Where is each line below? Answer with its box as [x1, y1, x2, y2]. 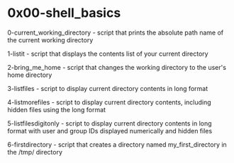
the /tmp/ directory [7, 147, 62, 156]
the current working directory [7, 35, 94, 44]
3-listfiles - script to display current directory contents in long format [7, 84, 208, 92]
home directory [7, 71, 52, 79]
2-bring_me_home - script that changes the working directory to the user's [7, 63, 227, 71]
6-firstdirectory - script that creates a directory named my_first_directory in [7, 140, 227, 149]
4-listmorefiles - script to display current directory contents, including [7, 97, 211, 107]
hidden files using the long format [7, 105, 106, 114]
